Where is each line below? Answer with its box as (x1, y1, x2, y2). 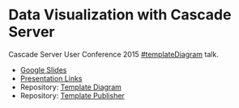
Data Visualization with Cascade (8, 6, 232, 24)
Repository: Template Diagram (19, 82, 122, 92)
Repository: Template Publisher (19, 90, 126, 100)
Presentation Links (19, 73, 83, 83)
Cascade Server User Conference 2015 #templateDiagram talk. (8, 49, 219, 59)
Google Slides (19, 64, 67, 74)
